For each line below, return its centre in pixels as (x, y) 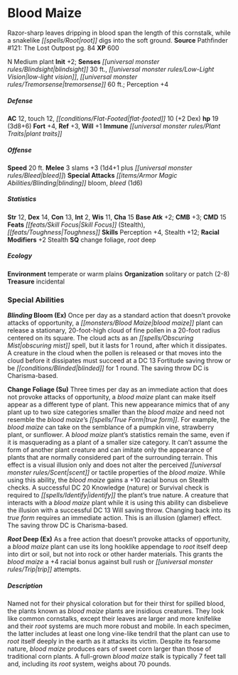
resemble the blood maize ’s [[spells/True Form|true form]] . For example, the (119, 420)
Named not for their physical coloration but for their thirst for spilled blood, (117, 604)
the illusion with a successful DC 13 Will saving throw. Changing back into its (119, 510)
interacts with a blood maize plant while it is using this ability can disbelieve (118, 503)
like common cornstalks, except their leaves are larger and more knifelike (114, 619)
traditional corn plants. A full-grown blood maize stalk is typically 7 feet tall (117, 657)
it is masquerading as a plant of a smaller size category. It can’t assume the (118, 443)
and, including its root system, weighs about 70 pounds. (90, 664)
